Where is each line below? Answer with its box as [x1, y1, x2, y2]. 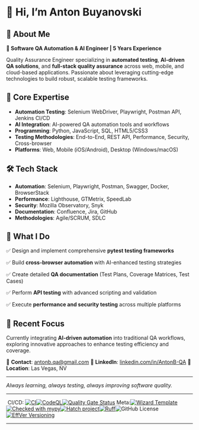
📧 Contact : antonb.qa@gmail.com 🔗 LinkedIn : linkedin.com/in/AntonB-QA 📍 [6, 359, 191, 366]
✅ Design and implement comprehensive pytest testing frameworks [6, 247, 175, 254]
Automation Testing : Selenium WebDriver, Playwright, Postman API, [14, 108, 182, 115]
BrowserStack [14, 189, 49, 196]
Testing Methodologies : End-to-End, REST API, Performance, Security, [14, 133, 190, 140]
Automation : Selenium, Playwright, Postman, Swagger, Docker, [14, 182, 170, 189]
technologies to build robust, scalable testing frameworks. [6, 75, 148, 82]
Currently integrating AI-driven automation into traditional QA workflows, [6, 334, 185, 342]
